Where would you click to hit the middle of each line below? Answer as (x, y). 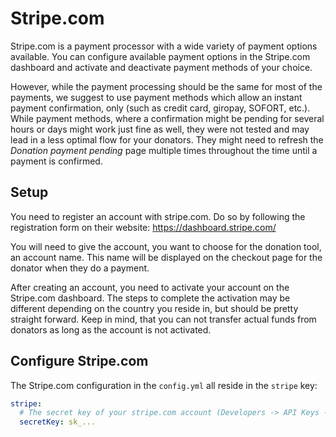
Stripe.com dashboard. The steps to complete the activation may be (150, 298)
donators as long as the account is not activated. (111, 329)
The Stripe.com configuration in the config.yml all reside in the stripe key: (164, 385)
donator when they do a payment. (80, 268)
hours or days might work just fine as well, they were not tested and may (160, 129)
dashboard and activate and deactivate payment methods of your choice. (161, 67)
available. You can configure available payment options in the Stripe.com (160, 56)
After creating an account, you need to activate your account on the (150, 287)
